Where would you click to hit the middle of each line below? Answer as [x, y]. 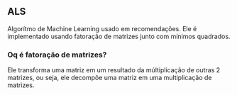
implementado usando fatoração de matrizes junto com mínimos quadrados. [119, 36]
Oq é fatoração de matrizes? [57, 55]
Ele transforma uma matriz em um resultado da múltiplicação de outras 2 [114, 70]
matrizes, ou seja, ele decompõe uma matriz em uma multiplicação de [110, 78]
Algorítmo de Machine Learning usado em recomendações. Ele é [102, 28]
